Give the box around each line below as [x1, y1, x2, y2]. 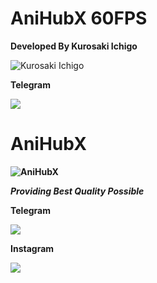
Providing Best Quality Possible [10, 185, 145, 197]
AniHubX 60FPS [10, 7, 148, 30]
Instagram [10, 242, 55, 254]
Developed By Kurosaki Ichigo [10, 40, 138, 52]
